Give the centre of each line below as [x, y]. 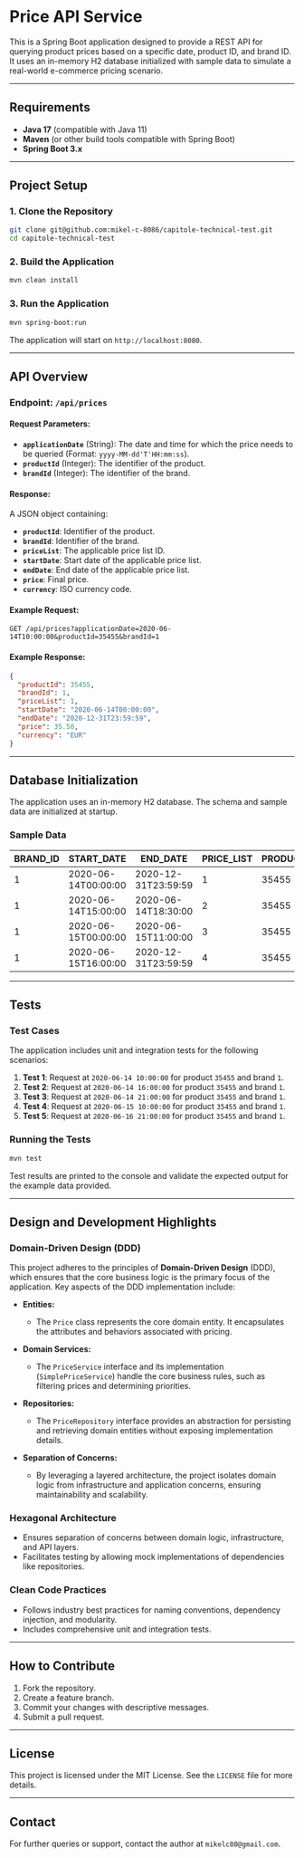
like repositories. [53, 1566]
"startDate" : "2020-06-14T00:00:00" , [89, 710]
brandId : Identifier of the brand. [81, 541]
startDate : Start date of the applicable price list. [112, 560]
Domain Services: [57, 1349]
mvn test [26, 1158]
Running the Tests [50, 1140]
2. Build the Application [62, 262]
